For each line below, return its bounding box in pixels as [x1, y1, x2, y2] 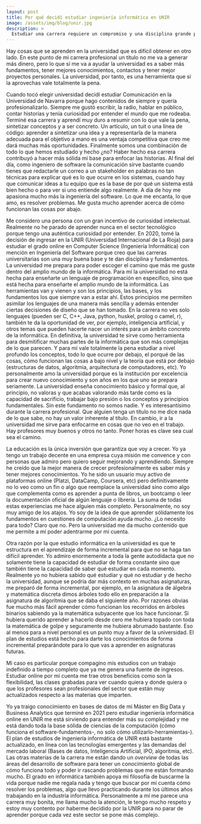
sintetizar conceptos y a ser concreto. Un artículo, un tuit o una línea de [6, 123, 182, 130]
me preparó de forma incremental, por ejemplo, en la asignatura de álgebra [6, 584, 191, 591]
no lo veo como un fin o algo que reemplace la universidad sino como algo [6, 484, 190, 491]
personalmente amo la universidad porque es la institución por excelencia [6, 370, 188, 378]
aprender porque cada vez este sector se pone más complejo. [6, 811, 160, 819]
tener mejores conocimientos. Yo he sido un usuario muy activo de [6, 471, 170, 478]
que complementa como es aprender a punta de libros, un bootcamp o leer [6, 490, 191, 497]
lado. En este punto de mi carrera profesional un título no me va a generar [6, 54, 188, 61]
